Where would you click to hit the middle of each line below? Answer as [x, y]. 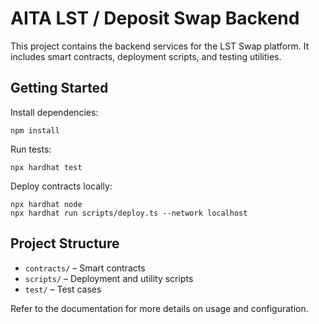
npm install [35, 130]
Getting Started [59, 88]
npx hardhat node [46, 204]
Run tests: [31, 149]
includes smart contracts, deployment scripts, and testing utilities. [146, 56]
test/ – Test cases [63, 289]
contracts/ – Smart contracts [85, 268]
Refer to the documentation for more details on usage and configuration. [159, 308]
